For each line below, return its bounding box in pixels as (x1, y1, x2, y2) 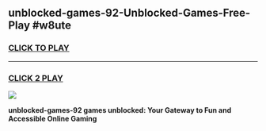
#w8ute (32, 19, 71, 33)
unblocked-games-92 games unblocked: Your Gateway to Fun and (8, 105, 232, 114)
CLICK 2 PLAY (8, 72, 63, 83)
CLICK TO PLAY (8, 43, 70, 54)
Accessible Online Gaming (8, 114, 97, 123)
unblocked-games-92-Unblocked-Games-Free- (8, 6, 251, 20)
